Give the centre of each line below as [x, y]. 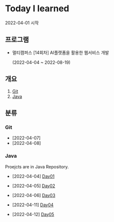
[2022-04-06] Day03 [34, 195]
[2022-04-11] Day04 [33, 205]
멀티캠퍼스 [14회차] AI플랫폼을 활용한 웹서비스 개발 [60, 53]
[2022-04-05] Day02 [34, 186]
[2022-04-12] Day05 [33, 214]
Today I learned [37, 9]
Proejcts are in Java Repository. [37, 166]
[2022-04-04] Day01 [33, 176]
